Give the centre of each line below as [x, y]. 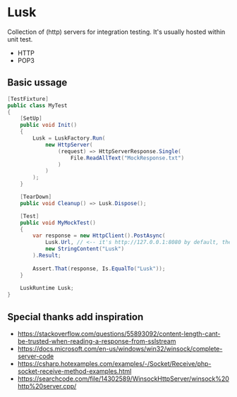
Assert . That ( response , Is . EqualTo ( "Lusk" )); [99, 269]
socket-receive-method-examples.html [74, 371]
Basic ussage [37, 83]
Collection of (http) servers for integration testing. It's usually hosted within [116, 32]
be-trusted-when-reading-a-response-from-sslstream [97, 341]
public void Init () [49, 125]
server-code [36, 356]
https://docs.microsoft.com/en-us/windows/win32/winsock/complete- [120, 348]
